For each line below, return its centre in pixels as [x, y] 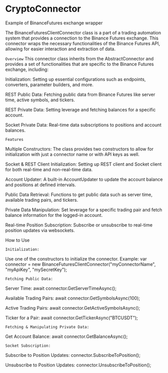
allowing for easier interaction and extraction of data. [60, 49]
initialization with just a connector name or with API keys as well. [72, 154]
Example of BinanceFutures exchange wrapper [54, 23]
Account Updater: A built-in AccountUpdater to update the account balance [84, 179]
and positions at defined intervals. [41, 184]
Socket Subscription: [28, 346]
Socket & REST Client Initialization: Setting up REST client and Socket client [83, 164]
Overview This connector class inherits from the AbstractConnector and [79, 58]
